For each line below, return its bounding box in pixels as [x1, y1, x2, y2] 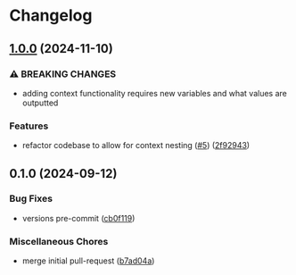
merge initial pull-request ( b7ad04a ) [21, 255, 155, 266]
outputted [21, 97, 59, 108]
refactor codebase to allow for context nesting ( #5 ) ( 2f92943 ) [21, 140, 251, 151]
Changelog [9, 5, 93, 26]
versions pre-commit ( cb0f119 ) [21, 212, 136, 223]
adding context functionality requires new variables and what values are [21, 87, 287, 98]
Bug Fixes [9, 193, 53, 205]
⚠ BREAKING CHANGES [9, 68, 117, 80]
